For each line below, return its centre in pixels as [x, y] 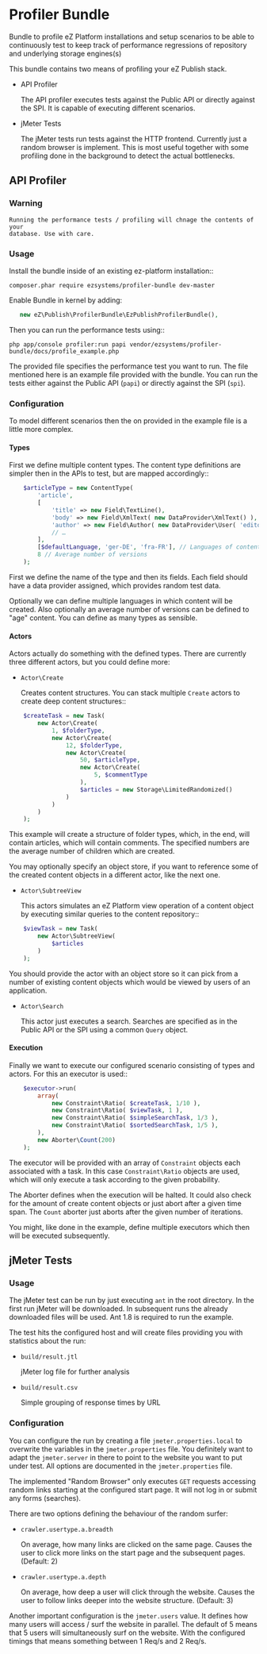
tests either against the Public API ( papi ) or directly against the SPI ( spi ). [127, 383]
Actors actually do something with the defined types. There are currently [128, 654]
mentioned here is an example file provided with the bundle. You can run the [133, 374]
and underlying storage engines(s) [65, 53]
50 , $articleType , [110, 760]
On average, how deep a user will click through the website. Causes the [137, 1592]
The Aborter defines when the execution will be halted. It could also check [130, 1195]
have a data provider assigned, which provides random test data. [115, 585]
